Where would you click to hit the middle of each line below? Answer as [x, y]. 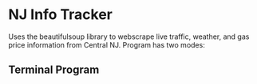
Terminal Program [54, 70]
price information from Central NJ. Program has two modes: [107, 44]
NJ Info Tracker [61, 15]
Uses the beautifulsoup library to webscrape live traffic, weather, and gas [129, 36]
